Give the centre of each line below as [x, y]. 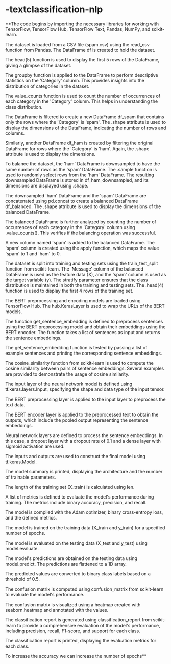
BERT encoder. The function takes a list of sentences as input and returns [83, 332]
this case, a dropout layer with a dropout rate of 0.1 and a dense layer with [83, 441]
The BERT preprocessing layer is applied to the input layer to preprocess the [86, 399]
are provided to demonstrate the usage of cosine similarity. [67, 374]
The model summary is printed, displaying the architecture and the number [84, 471]
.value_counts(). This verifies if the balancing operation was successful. [81, 233]
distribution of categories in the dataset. [47, 86]
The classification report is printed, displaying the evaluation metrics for [81, 640]
